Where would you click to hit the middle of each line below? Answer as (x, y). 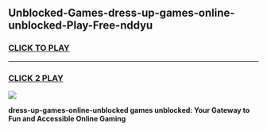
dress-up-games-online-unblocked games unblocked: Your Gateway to (129, 110)
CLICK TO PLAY (39, 48)
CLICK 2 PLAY (36, 78)
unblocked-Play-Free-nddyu (81, 26)
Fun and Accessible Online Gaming (67, 118)
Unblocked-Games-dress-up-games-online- (122, 13)
